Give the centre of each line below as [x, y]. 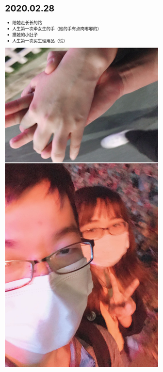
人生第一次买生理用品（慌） [40, 40]
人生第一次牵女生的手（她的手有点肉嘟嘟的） [57, 28]
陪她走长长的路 [27, 22]
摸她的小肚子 [25, 34]
